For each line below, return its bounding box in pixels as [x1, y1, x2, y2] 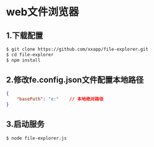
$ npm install [6, 57, 41, 63]
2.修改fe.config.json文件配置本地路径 [6, 75, 144, 85]
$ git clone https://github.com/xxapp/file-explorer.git [6, 46, 149, 52]
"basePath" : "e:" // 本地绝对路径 [16, 96, 104, 102]
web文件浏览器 [6, 5, 79, 19]
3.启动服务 [6, 119, 45, 129]
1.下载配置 [6, 30, 43, 40]
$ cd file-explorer [6, 52, 54, 57]
